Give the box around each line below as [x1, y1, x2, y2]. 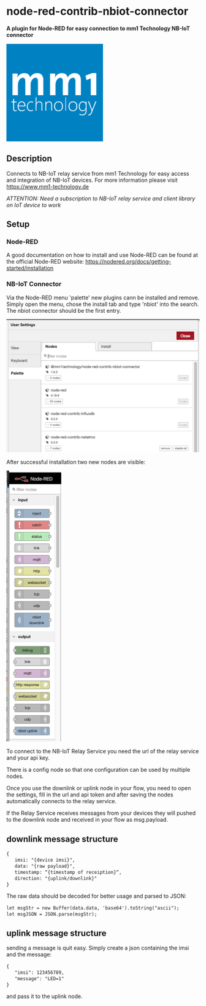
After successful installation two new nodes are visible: [6, 458, 146, 466]
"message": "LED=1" [14, 976, 64, 982]
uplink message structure [6, 928, 107, 938]
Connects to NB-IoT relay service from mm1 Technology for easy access [6, 170, 189, 177]
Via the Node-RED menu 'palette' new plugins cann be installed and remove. [6, 294, 200, 301]
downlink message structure [6, 834, 118, 844]
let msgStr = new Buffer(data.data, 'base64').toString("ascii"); [6, 905, 180, 911]
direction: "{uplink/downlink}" [14, 876, 97, 882]
